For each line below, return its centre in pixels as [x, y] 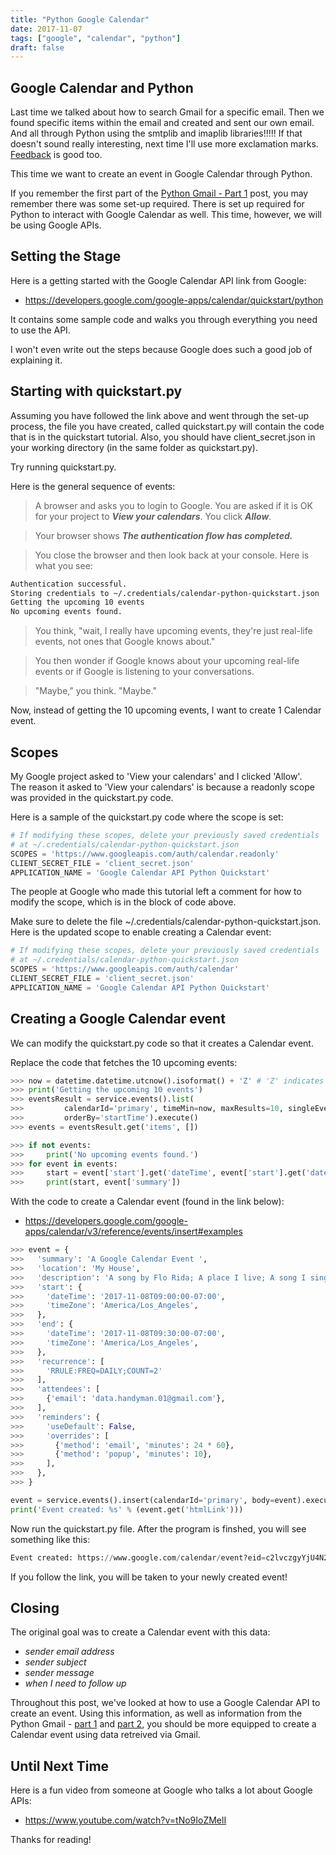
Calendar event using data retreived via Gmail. [105, 1735]
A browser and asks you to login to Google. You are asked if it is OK [173, 505]
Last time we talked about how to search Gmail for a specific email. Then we [167, 112]
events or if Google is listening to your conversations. [144, 672]
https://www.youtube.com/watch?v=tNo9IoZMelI [125, 1820]
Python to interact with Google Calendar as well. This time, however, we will [166, 215]
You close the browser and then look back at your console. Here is [172, 555]
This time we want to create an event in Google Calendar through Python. [161, 174]
